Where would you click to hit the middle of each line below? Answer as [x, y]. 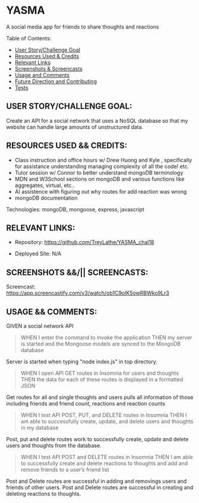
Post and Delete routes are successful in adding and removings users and [97, 481]
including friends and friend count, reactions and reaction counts [86, 404]
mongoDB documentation [46, 198]
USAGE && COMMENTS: [52, 311]
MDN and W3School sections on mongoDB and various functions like [99, 179]
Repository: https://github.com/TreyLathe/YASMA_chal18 [84, 242]
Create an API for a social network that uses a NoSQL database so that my [97, 121]
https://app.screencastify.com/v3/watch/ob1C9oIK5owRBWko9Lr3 [88, 293]
